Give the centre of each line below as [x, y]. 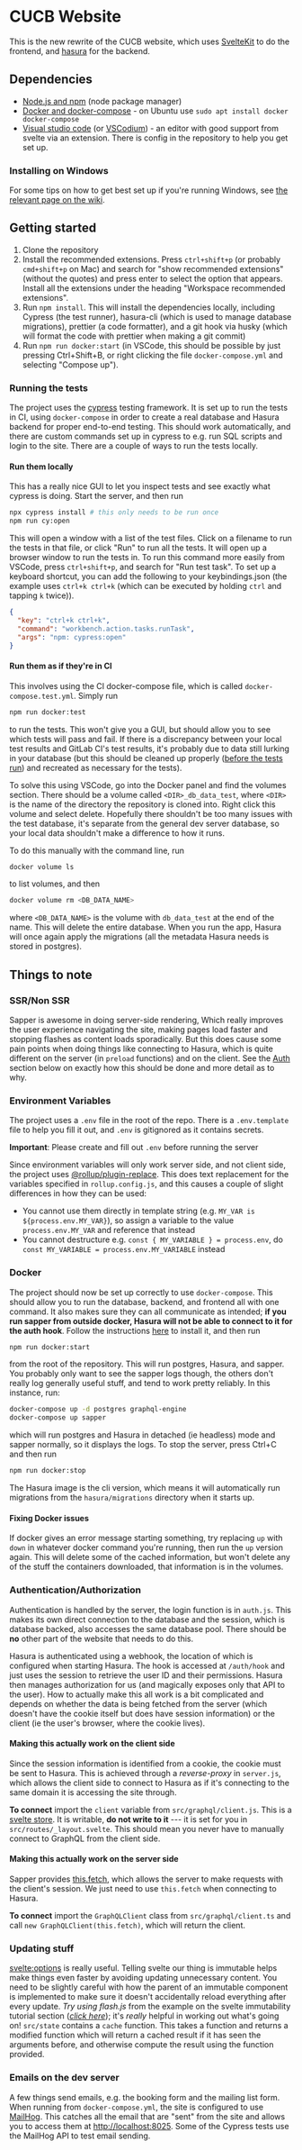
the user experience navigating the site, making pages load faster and [138, 1030]
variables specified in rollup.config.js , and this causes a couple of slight [147, 1184]
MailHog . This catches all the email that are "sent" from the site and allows [147, 2116]
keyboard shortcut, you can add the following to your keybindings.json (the [148, 576]
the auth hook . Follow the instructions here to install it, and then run [135, 1330]
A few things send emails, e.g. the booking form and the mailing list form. [145, 2097]
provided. [27, 2055]
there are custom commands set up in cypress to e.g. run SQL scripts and [146, 436]
